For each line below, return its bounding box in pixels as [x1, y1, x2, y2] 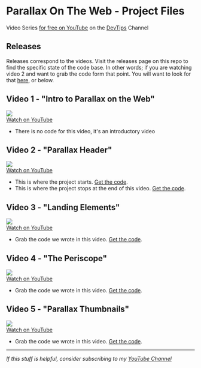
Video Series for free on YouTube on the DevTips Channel [6, 24, 149, 31]
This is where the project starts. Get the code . [14, 178, 129, 186]
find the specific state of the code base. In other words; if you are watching [6, 64, 192, 71]
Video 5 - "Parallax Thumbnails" [6, 304, 130, 315]
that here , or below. [6, 76, 54, 83]
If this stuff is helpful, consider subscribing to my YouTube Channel [6, 355, 172, 362]
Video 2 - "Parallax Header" [6, 145, 112, 155]
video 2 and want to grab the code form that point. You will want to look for [6, 70, 191, 77]
